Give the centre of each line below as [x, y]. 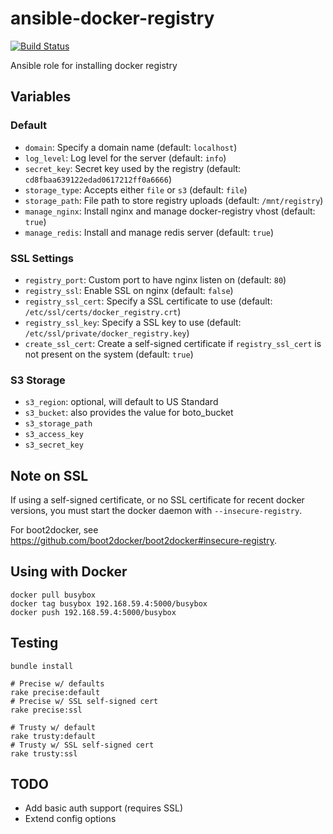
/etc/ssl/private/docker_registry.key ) [107, 333]
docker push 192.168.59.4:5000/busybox [93, 612]
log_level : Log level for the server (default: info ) [125, 158]
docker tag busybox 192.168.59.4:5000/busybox [109, 603]
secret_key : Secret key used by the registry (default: [133, 168]
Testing [34, 643]
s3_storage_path [58, 424]
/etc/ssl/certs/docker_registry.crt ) [103, 311]
